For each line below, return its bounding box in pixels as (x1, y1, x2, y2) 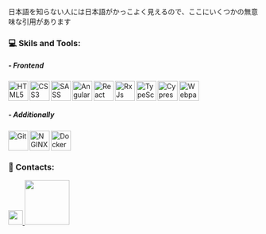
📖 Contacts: (8, 162, 55, 173)
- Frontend (8, 60, 44, 70)
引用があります (21, 17, 71, 26)
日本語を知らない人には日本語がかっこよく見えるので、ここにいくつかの (8, 7, 245, 16)
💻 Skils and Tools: (8, 37, 81, 49)
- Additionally (8, 110, 55, 119)
